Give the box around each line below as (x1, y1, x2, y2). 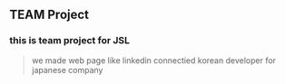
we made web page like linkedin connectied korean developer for (31, 54, 277, 66)
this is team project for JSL (9, 34, 130, 47)
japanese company (31, 64, 103, 75)
